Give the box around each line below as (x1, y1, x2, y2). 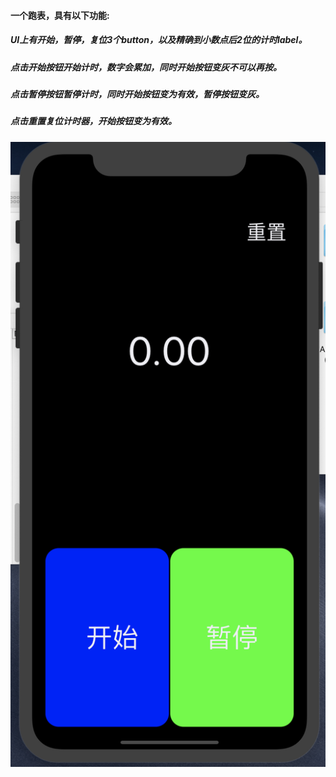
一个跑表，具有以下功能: (10, 9, 110, 21)
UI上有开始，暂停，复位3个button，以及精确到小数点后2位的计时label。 (10, 34, 308, 46)
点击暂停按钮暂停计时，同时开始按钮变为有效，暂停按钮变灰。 (10, 88, 265, 100)
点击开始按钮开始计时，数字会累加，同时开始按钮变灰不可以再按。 (10, 61, 282, 73)
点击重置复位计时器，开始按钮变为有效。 (10, 115, 177, 127)
